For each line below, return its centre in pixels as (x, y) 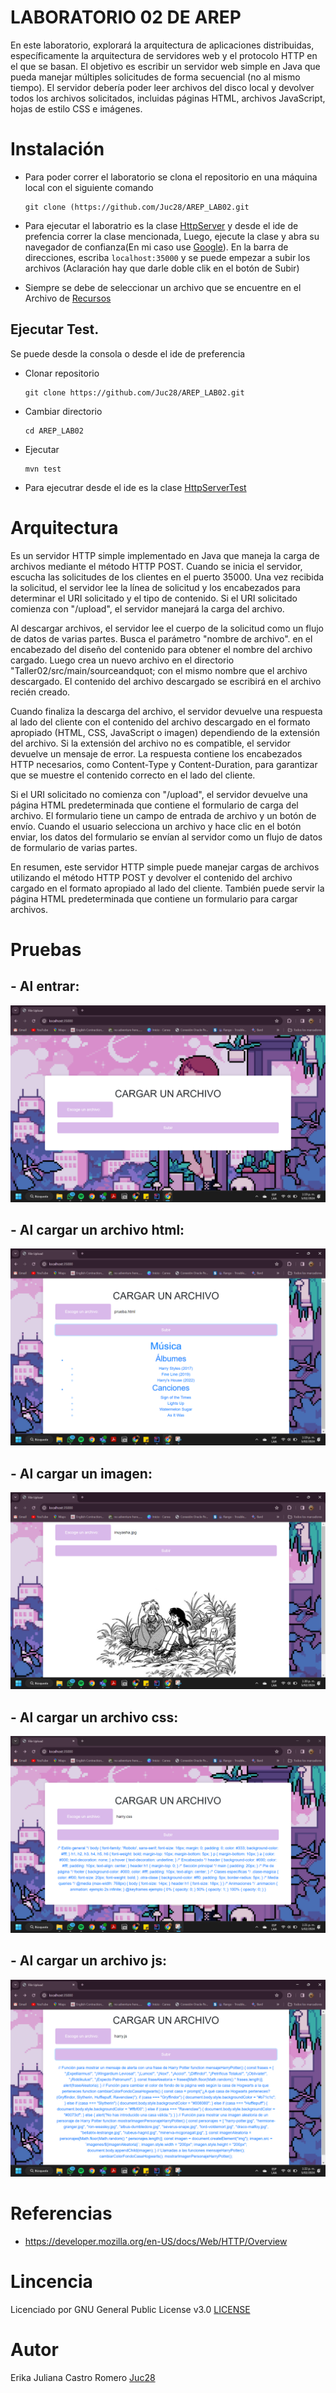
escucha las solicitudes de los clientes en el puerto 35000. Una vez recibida (167, 577)
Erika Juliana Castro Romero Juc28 (83, 2377)
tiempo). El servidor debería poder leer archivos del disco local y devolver (162, 87)
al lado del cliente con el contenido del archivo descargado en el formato (160, 722)
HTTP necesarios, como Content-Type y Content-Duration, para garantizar (164, 764)
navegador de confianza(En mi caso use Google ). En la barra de (156, 247)
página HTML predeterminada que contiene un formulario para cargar (154, 898)
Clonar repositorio (62, 373)
